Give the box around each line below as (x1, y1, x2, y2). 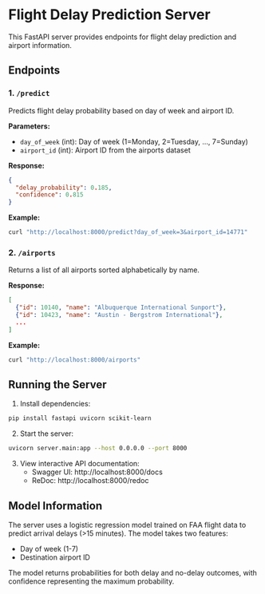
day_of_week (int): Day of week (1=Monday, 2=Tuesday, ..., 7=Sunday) (19, 137, 249, 146)
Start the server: (19, 429, 74, 438)
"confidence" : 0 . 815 (15, 191, 84, 199)
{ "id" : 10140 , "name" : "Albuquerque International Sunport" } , (15, 303, 227, 312)
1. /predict (8, 88, 50, 99)
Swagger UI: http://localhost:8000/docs (31, 467, 164, 477)
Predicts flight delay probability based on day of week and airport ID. (8, 105, 235, 115)
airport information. (8, 40, 72, 49)
